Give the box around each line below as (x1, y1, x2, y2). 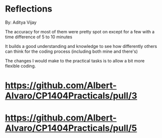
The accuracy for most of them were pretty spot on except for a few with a (5, 29, 155, 34)
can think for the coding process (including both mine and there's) (5, 48, 138, 54)
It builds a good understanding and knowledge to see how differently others (5, 43, 157, 49)
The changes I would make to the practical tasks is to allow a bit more (5, 58, 145, 63)
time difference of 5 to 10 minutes (5, 34, 72, 40)
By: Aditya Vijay (5, 19, 37, 25)
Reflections (5, 3, 53, 15)
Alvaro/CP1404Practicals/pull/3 (5, 91, 138, 101)
